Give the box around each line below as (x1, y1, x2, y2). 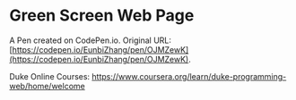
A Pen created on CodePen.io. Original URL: (9, 35, 172, 46)
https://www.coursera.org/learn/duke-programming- (91, 71, 287, 81)
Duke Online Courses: (9, 71, 91, 81)
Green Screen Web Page (9, 5, 195, 26)
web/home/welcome (9, 80, 85, 91)
